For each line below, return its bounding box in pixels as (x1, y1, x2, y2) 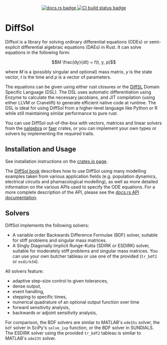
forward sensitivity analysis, (12, 304, 70, 310)
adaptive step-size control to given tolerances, (12, 278, 108, 284)
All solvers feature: (5, 268, 44, 274)
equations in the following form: (5, 49, 71, 55)
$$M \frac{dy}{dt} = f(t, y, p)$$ (51, 59, 116, 65)
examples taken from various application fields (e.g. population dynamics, (5, 173, 157, 179)
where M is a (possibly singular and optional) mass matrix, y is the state (5, 68, 153, 74)
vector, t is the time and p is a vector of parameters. (5, 74, 111, 80)
